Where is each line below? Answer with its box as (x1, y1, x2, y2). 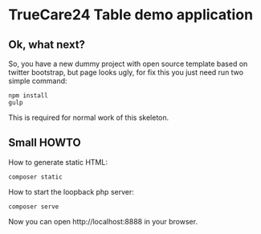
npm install (8, 92, 48, 100)
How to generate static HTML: (8, 157, 108, 166)
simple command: (8, 76, 67, 85)
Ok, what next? (8, 38, 86, 51)
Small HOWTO (8, 136, 82, 150)
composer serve (8, 203, 59, 211)
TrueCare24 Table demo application (8, 6, 254, 24)
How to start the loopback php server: (8, 187, 134, 196)
